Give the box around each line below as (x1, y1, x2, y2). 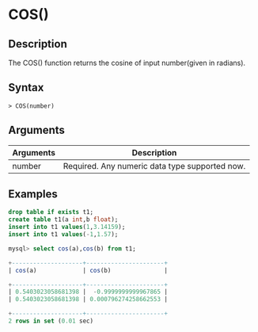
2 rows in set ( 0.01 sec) (8, 317, 93, 326)
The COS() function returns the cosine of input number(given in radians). (8, 58, 246, 67)
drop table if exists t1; (8, 208, 93, 216)
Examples (8, 188, 58, 201)
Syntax (8, 81, 44, 94)
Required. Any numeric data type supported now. (63, 160, 246, 171)
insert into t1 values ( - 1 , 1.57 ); (8, 231, 119, 239)
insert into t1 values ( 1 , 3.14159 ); (8, 223, 126, 231)
